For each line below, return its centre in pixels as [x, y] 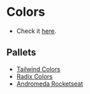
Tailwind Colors [38, 69]
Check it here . [36, 31]
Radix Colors [34, 76]
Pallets [21, 52]
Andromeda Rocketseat [49, 84]
